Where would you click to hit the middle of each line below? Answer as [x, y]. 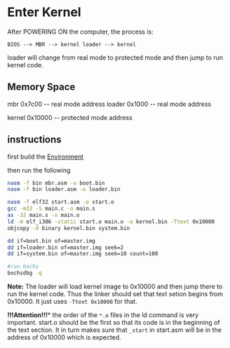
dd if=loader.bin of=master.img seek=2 [66, 247]
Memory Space [41, 87]
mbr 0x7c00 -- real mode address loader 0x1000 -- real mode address [109, 104]
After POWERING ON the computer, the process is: [81, 32]
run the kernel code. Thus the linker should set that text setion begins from [115, 294]
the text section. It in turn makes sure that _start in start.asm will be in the [115, 330]
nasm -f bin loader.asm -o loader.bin [64, 189]
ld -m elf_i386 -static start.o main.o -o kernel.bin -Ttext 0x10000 [111, 222]
